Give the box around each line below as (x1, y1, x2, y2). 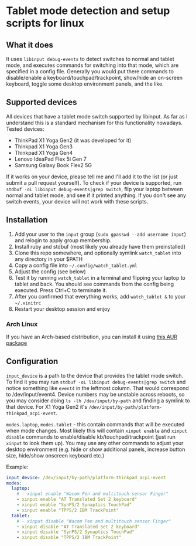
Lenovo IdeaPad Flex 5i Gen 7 (14, 155, 87, 162)
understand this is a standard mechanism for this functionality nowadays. (6, 119, 183, 126)
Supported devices (6, 97, 77, 107)
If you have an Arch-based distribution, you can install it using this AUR (6, 333, 177, 340)
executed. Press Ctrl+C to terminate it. (14, 286, 107, 294)
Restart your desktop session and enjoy (14, 305, 111, 312)
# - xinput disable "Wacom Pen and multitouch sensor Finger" (16, 518, 171, 524)
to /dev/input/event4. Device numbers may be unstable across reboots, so (6, 391, 185, 398)
